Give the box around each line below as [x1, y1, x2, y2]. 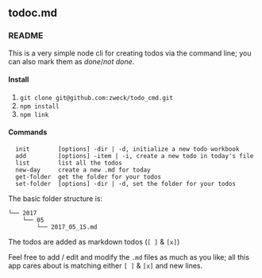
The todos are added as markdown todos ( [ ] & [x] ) [8, 237, 180, 247]
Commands [8, 127, 48, 137]
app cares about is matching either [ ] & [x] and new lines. [8, 261, 203, 271]
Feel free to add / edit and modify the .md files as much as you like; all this [8, 253, 250, 262]
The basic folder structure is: [8, 194, 103, 203]
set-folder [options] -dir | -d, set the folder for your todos [15, 180, 237, 188]
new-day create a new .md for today [15, 166, 151, 174]
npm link [19, 110, 49, 118]
